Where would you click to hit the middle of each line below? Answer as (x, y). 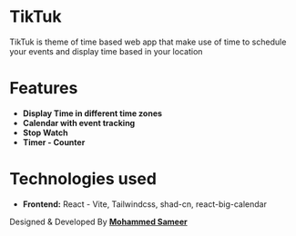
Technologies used (83, 179)
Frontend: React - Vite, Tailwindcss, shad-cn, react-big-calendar (144, 204)
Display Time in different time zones (92, 113)
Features (44, 88)
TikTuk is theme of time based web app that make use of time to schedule (148, 42)
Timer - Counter (54, 142)
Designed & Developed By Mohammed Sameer (99, 221)
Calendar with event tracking (79, 123)
